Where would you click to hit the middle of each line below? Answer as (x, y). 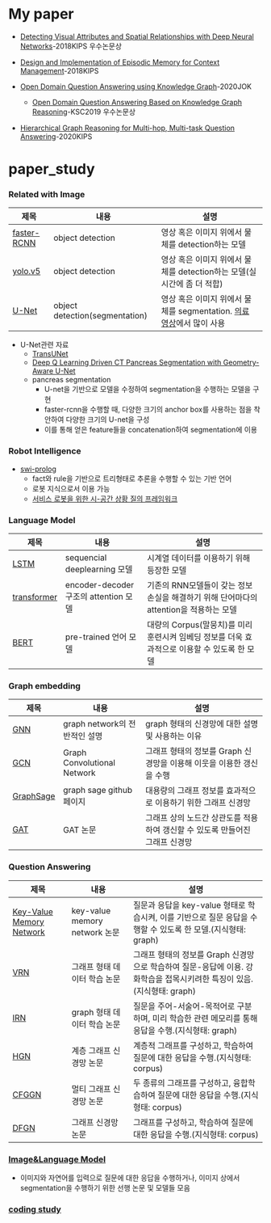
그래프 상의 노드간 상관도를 (193, 818)
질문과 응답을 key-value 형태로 (189, 905)
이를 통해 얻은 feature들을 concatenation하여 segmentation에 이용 (151, 430)
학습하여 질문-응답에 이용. (197, 967)
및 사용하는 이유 (173, 736)
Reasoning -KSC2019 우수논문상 (83, 112)
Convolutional (89, 763)
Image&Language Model (57, 1159)
